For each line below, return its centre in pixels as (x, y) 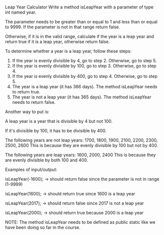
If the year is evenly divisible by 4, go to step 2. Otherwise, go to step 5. (84, 60)
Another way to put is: (27, 112)
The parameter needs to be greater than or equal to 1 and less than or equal (81, 22)
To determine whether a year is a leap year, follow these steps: (68, 51)
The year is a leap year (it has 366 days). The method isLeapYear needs (85, 87)
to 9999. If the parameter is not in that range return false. (63, 27)
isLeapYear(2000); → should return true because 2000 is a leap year (74, 213)
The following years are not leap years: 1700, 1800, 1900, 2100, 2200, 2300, (82, 140)
